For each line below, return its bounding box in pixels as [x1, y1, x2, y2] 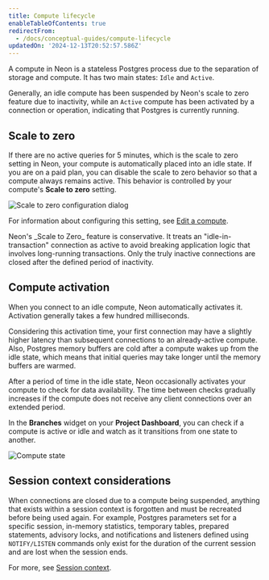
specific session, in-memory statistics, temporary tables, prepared [8, 521, 230, 531]
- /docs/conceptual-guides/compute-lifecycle [15, 34, 172, 43]
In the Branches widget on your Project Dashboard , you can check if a [8, 418, 244, 427]
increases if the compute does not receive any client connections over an [8, 393, 252, 403]
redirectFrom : [8, 27, 56, 35]
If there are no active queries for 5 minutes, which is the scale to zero [8, 150, 239, 160]
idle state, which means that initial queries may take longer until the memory [8, 352, 262, 362]
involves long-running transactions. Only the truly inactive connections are [8, 248, 256, 258]
